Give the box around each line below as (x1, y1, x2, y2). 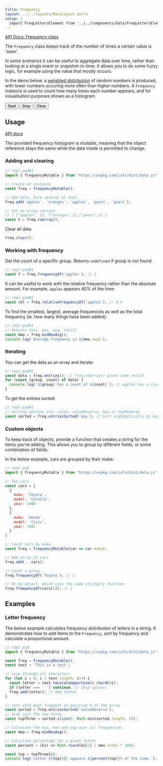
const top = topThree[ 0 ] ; (5, 751, 57, 757)
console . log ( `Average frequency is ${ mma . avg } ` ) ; (5, 337, 108, 341)
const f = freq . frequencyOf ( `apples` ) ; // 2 (5, 272, 97, 277)
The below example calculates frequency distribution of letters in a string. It (5, 625, 156, 631)
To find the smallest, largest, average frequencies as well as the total (5, 308, 142, 314)
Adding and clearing (5, 157, 54, 164)
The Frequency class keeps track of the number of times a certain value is (5, 43, 152, 49)
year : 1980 (14, 501, 36, 507)
